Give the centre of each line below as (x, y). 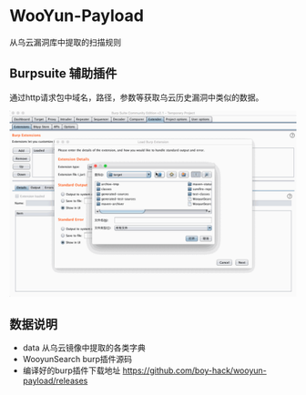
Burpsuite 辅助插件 (63, 74)
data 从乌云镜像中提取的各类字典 (84, 348)
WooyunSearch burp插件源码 (77, 360)
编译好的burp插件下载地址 (71, 370)
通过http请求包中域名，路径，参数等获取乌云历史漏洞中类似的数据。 (137, 97)
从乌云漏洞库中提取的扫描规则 (65, 42)
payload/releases (55, 381)
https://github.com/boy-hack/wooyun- (194, 370)
